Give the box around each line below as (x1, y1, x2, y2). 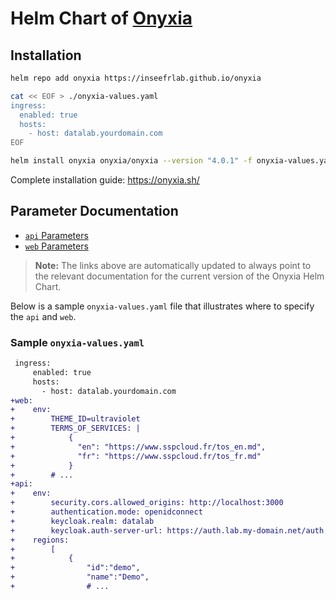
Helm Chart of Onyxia (10, 7, 193, 30)
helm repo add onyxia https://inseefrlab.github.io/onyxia (10, 73, 262, 83)
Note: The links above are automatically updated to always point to (34, 259, 312, 271)
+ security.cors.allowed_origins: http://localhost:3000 (10, 498, 284, 508)
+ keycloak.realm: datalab (10, 516, 155, 526)
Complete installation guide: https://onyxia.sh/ (10, 174, 200, 186)
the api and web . (10, 310, 77, 322)
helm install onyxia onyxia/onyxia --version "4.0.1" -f (10, 156, 253, 166)
